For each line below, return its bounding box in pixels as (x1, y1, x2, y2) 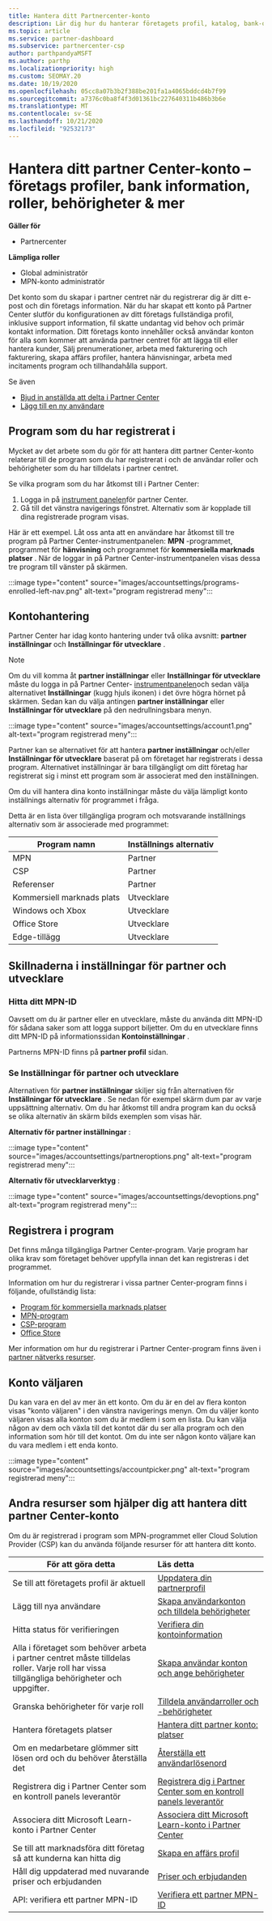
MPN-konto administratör (19, 276, 105, 286)
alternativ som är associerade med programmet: (8, 819, 169, 830)
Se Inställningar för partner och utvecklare (8, 1067, 180, 1078)
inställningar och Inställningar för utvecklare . (8, 640, 166, 649)
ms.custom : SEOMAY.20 (8, 72, 82, 80)
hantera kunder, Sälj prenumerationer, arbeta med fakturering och (8, 343, 228, 353)
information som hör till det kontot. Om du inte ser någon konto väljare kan (8, 1431, 257, 1441)
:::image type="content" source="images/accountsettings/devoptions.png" (8, 1192, 260, 1201)
